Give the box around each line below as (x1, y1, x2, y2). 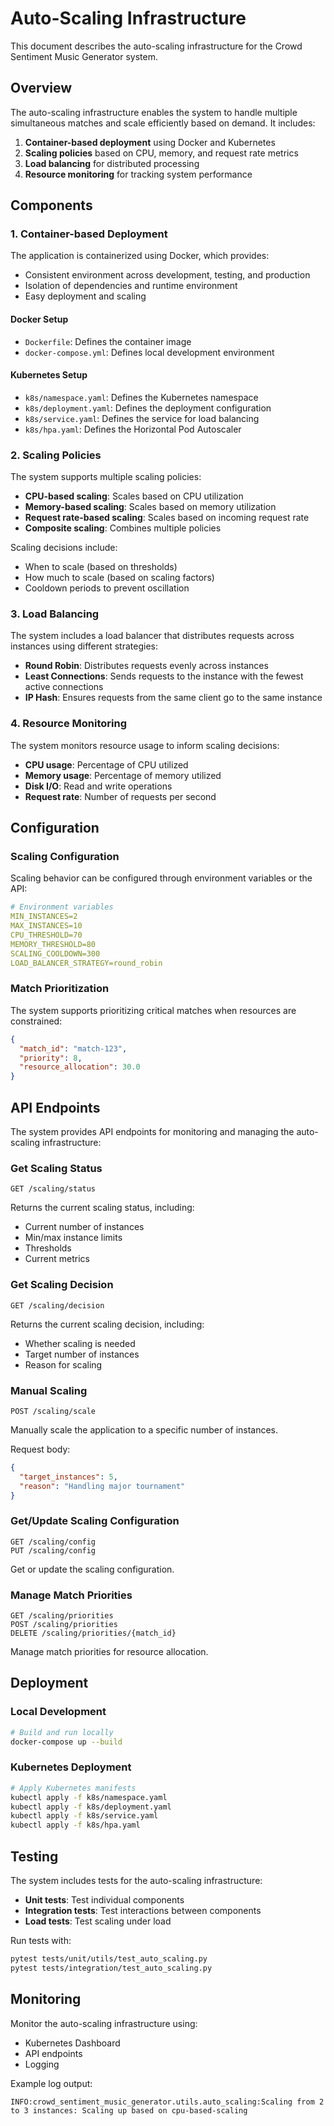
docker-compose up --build (10, 1737, 123, 1747)
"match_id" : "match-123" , (19, 1043, 128, 1054)
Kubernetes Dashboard (24, 2037, 121, 2049)
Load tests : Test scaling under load (24, 1915, 172, 1927)
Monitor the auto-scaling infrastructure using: (10, 2017, 198, 2029)
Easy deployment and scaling (24, 290, 147, 302)
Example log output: (10, 2077, 93, 2089)
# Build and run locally (10, 1727, 114, 1737)
